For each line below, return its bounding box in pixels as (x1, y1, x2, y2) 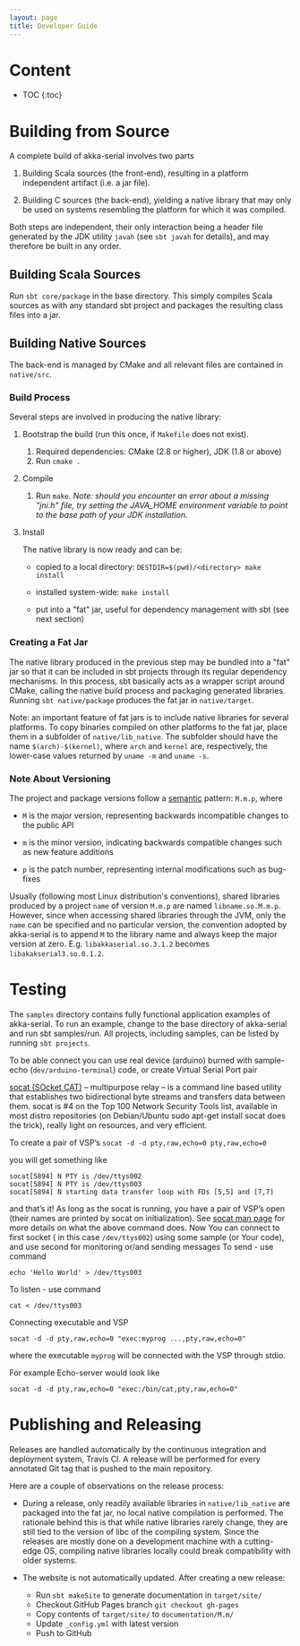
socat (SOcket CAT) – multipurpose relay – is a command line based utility (9, 1082, 282, 1092)
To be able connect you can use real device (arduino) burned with (9, 1055, 253, 1065)
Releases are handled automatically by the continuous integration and (9, 1443, 267, 1454)
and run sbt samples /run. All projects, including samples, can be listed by (9, 1028, 279, 1038)
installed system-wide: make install (35, 587, 170, 598)
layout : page (9, 13, 58, 22)
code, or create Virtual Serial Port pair (117, 1064, 258, 1075)
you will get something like (9, 1154, 107, 1165)
